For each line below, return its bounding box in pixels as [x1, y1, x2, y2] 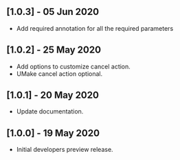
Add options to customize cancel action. [16, 62, 131, 70]
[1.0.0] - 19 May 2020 [6, 127, 100, 139]
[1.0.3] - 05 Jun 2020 [6, 6, 100, 18]
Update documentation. [16, 107, 84, 116]
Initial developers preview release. [16, 146, 114, 154]
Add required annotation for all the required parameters [16, 24, 174, 32]
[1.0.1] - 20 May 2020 [6, 90, 99, 101]
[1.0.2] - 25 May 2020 [6, 44, 101, 56]
